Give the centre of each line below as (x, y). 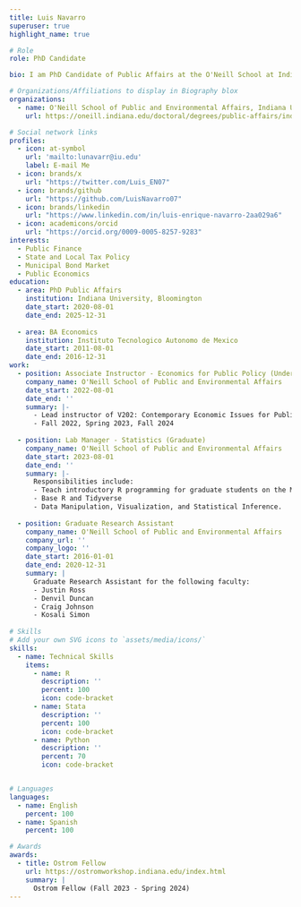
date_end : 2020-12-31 (65, 565)
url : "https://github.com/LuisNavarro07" (103, 199)
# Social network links (54, 132)
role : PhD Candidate (48, 59)
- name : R (51, 673)
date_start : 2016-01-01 (70, 557)
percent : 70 (64, 757)
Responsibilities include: (83, 482)
